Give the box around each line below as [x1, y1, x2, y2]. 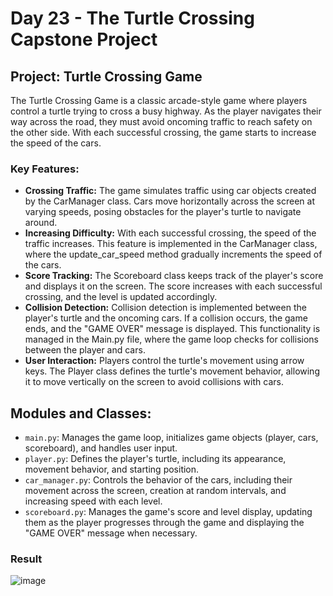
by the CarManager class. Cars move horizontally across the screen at [24, 195, 315, 207]
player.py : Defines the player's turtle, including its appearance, [24, 453, 287, 465]
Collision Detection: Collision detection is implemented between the [24, 302, 307, 314]
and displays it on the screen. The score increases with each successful [24, 280, 323, 292]
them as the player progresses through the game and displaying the [24, 517, 305, 529]
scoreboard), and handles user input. [24, 442, 178, 454]
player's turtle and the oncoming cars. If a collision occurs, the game [24, 312, 308, 324]
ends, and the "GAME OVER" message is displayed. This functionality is [24, 323, 321, 335]
